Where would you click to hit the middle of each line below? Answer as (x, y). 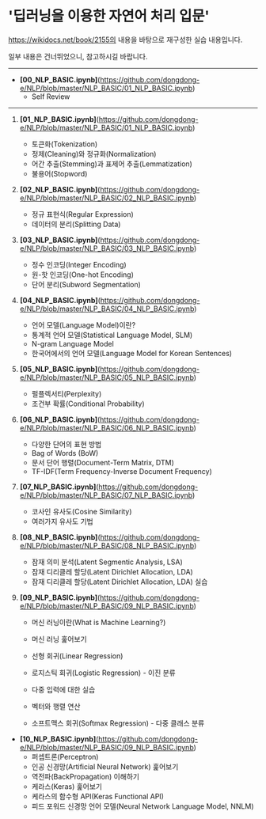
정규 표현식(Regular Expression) (83, 214)
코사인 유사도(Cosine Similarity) (82, 511)
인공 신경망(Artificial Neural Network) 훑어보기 (105, 766)
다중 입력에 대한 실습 (63, 689)
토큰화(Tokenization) (65, 144)
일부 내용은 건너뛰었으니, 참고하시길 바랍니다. (78, 56)
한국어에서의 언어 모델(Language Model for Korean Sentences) (131, 353)
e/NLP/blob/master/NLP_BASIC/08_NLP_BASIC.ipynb (107, 545)
